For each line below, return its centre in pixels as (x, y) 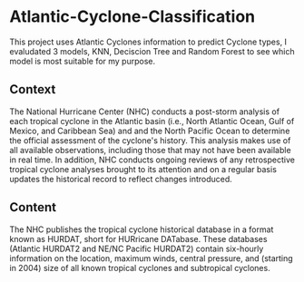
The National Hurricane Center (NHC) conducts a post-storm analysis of (144, 112)
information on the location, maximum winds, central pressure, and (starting (151, 258)
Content (33, 207)
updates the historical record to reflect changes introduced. (121, 179)
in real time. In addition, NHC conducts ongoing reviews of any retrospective (152, 160)
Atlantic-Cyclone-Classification (132, 17)
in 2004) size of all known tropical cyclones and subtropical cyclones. (140, 267)
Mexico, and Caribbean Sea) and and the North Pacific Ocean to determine (150, 131)
